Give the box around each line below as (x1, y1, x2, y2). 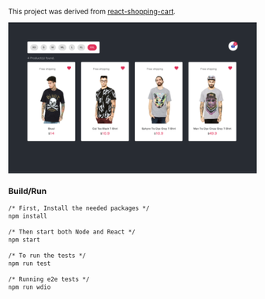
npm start (8, 236, 41, 244)
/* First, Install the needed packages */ (8, 204, 150, 212)
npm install (8, 212, 47, 220)
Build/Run (8, 185, 47, 196)
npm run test (8, 260, 51, 267)
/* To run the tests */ (8, 252, 87, 260)
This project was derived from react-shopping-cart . (8, 7, 176, 16)
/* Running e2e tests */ (8, 275, 90, 283)
